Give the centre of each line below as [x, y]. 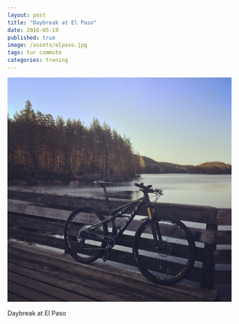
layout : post [27, 15]
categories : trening [38, 61]
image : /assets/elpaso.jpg [47, 45]
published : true [31, 38]
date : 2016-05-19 [33, 30]
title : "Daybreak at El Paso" [52, 22]
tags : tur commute [34, 53]
